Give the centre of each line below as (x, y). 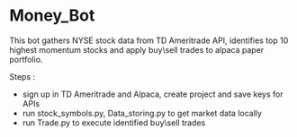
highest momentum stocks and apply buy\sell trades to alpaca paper (137, 49)
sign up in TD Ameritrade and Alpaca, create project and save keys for (153, 94)
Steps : (22, 76)
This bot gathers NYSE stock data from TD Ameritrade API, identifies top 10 (149, 40)
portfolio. (26, 59)
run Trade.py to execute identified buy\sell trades (114, 123)
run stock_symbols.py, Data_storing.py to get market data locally (142, 113)
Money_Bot (52, 16)
